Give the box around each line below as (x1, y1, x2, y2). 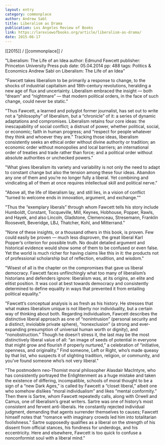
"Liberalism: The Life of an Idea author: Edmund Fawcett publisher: (5, 57, 141, 63)
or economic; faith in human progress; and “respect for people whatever (5, 129, 152, 134)
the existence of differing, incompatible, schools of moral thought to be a (5, 377, 153, 383)
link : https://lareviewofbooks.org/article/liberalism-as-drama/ (5, 30, 141, 35)
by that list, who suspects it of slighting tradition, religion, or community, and (5, 352, 160, 358)
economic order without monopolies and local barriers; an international (5, 144, 149, 150)
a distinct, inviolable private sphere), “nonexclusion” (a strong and (5, 321, 138, 327)
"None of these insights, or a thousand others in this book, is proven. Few (5, 229, 154, 235)
